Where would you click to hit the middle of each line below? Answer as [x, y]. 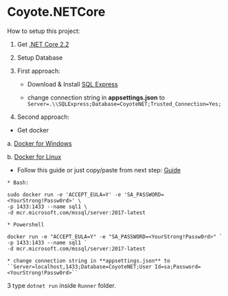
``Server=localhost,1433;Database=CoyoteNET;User [80, 266]
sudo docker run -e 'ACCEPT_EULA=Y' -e [64, 194]
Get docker [33, 130]
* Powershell [26, 225]
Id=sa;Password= [178, 266]
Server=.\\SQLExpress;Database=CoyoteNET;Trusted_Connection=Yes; [124, 104]
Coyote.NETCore [56, 12]
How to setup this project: [44, 31]
